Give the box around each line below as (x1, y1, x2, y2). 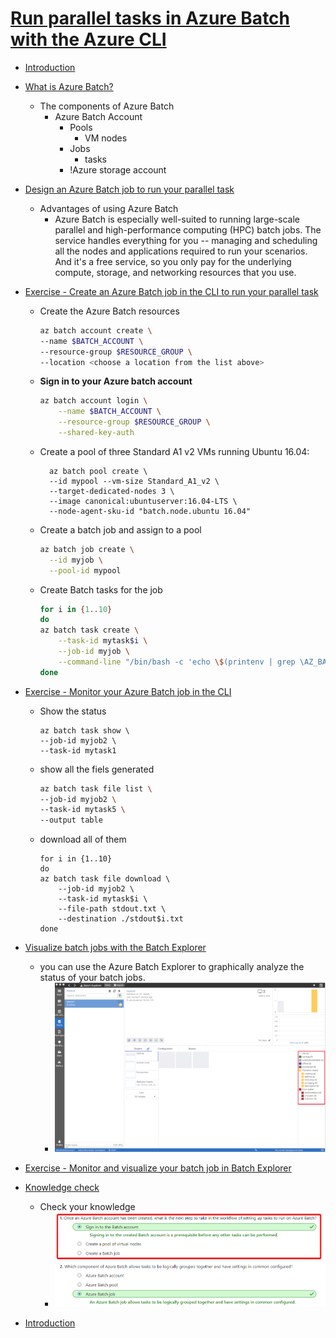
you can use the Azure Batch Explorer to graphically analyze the (39, 961, 305, 973)
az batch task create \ (39, 625, 140, 636)
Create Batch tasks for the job (39, 583, 163, 596)
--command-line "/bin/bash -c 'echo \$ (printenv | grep (58, 657, 296, 667)
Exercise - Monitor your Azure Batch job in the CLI (24, 685, 232, 697)
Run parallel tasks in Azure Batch (10, 7, 291, 30)
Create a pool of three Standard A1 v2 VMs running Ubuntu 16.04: (39, 445, 310, 457)
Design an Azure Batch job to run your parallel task (24, 183, 235, 195)
